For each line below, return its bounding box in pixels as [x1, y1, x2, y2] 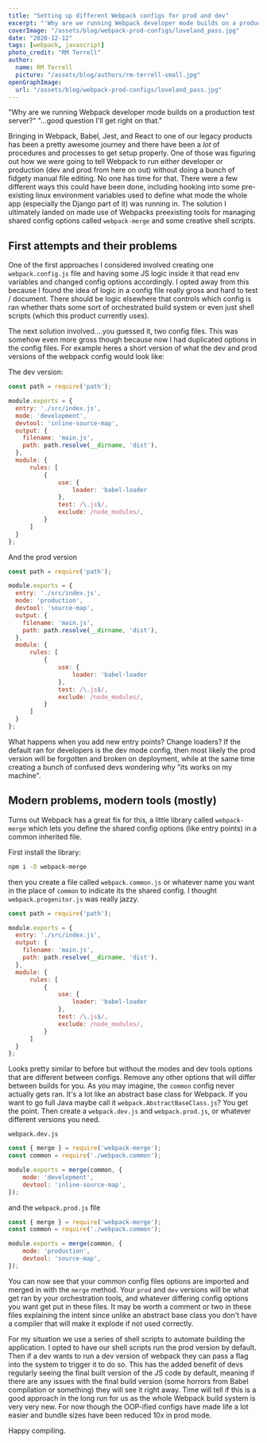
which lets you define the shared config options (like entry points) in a [27, 823, 257, 833]
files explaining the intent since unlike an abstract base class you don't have [8, 1310, 257, 1320]
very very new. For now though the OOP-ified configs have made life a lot [8, 1402, 249, 1411]
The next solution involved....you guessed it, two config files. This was [8, 327, 238, 336]
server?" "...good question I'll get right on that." [8, 116, 163, 126]
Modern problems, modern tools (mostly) [8, 794, 217, 808]
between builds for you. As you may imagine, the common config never [8, 1081, 235, 1091]
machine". [8, 770, 41, 780]
